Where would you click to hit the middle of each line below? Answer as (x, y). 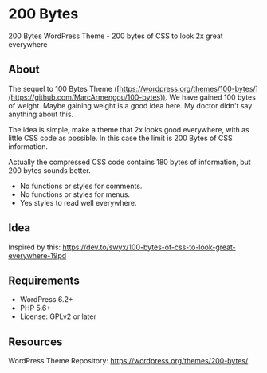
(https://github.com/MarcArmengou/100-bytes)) (87, 97)
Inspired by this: (35, 247)
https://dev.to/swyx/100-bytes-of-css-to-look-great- (149, 247)
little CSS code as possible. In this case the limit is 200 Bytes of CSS (120, 138)
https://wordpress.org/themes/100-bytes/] (189, 88)
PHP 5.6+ (35, 308)
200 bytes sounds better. (50, 170)
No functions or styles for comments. (81, 186)
